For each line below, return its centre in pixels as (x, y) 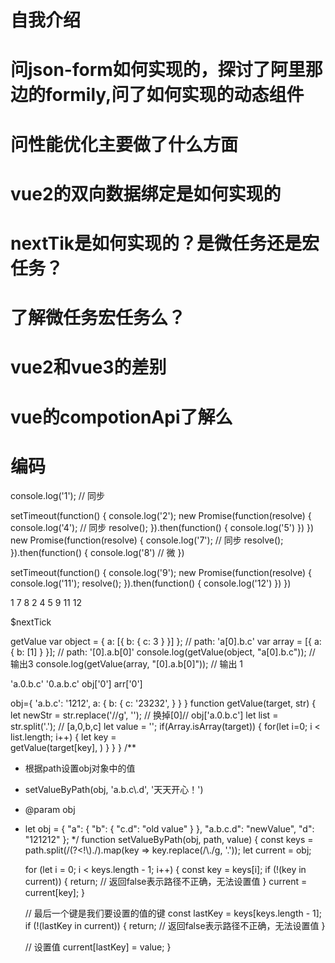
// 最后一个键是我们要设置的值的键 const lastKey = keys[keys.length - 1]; (173, 913)
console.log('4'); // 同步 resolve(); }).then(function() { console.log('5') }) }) (162, 528)
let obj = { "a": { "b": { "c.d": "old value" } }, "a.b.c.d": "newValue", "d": (169, 829)
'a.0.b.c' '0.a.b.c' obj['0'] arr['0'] (76, 684)
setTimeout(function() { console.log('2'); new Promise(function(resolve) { (161, 516)
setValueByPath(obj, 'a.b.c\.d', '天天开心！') (114, 790)
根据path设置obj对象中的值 (80, 768)
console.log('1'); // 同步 (57, 496)
